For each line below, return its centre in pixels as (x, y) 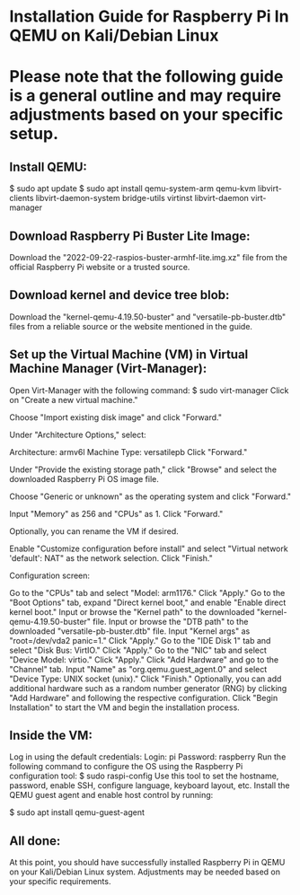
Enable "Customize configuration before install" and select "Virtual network (149, 548)
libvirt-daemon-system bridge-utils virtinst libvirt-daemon (142, 198)
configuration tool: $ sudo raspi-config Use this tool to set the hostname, (144, 776)
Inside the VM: (51, 736)
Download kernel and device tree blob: (119, 295)
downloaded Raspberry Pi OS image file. (84, 478)
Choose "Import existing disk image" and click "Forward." (116, 417)
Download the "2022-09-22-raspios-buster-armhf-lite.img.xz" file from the (148, 257)
